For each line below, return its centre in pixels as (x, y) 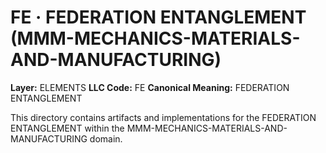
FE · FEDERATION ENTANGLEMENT (158, 17)
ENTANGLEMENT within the (67, 128)
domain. (106, 138)
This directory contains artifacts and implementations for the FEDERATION (163, 117)
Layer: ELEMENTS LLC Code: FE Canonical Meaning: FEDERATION (150, 87)
